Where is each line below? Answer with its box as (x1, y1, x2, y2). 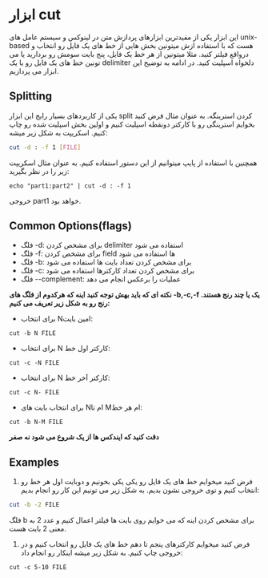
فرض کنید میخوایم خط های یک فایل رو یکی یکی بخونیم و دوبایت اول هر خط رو (20, 477, 253, 487)
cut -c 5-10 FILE (9, 564, 67, 572)
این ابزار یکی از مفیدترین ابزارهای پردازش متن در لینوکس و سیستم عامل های (9, 32, 239, 42)
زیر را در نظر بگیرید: (9, 166, 70, 176)
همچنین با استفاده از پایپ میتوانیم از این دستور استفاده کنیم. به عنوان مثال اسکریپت (9, 158, 258, 168)
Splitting (9, 90, 53, 103)
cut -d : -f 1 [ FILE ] (9, 143, 82, 152)
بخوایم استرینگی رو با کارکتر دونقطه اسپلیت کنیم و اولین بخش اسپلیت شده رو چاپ (9, 119, 255, 129)
